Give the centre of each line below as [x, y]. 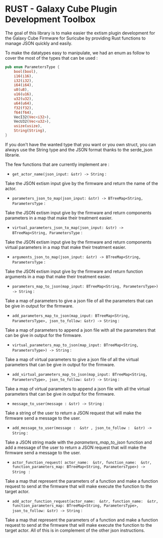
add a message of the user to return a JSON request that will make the [76, 447]
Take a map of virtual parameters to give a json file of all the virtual [72, 359]
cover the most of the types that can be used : [52, 58]
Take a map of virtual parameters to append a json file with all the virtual [77, 389]
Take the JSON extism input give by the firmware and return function [74, 271]
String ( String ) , [30, 131]
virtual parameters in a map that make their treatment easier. [66, 247]
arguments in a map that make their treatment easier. [58, 276]
